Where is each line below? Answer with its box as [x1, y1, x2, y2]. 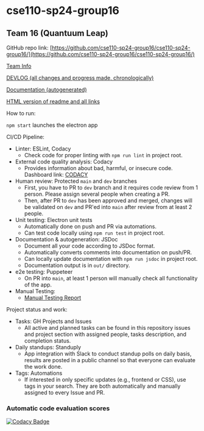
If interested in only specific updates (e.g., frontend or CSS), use [24, 376, 186, 383]
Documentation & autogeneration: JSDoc [15, 236, 118, 243]
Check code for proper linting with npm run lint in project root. [24, 152, 183, 159]
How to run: [6, 110, 36, 116]
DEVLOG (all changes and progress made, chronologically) [6, 74, 154, 81]
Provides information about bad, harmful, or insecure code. [24, 165, 173, 171]
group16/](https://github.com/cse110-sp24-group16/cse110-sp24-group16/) [6, 51, 195, 58]
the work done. [24, 363, 63, 370]
